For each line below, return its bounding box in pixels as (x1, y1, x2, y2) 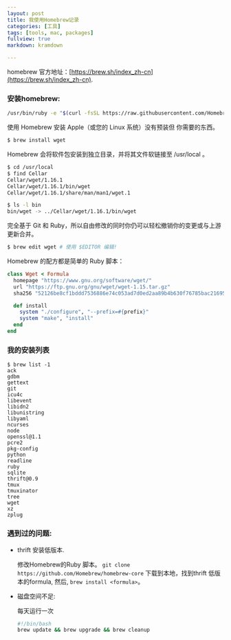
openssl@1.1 (7, 433, 41, 440)
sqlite (7, 470, 26, 477)
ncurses (7, 422, 30, 428)
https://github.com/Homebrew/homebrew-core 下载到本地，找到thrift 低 (16, 569, 215, 577)
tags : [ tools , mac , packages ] (7, 29, 94, 36)
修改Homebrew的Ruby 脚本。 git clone (16, 560, 131, 569)
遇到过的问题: (7, 529, 52, 538)
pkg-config (7, 446, 38, 453)
